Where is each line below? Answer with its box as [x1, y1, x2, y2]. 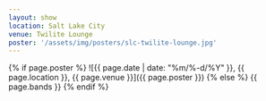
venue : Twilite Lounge [8, 29, 93, 38]
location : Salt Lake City [8, 21, 105, 30]
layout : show [8, 13, 57, 22]
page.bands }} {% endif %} [8, 81, 109, 92]
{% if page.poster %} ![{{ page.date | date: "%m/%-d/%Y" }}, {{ [8, 63, 245, 73]
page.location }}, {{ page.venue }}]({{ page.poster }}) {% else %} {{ [8, 72, 258, 83]
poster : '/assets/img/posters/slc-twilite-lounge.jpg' [8, 38, 218, 47]
